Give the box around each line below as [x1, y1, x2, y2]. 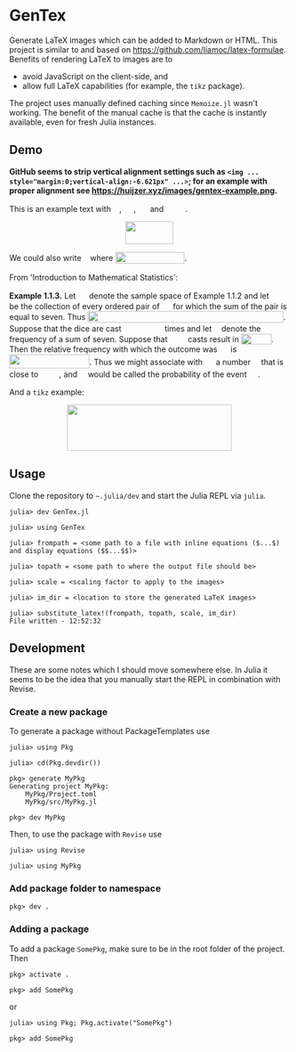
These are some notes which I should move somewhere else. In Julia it [9, 665, 268, 675]
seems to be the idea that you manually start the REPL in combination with [9, 673, 282, 684]
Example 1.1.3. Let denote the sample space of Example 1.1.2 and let [9, 290, 269, 301]
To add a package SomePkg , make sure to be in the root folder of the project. [9, 943, 285, 954]
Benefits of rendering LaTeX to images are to [9, 53, 173, 64]
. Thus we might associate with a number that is [89, 356, 284, 367]
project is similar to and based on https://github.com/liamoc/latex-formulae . [9, 44, 286, 54]
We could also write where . [9, 253, 188, 264]
